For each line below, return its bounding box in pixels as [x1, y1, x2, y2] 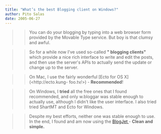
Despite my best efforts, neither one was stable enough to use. [29, 114, 156, 119]
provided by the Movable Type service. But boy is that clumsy [29, 34, 153, 40]
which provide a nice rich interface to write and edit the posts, [29, 54, 154, 60]
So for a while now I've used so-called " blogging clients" [29, 49, 146, 55]
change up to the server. [29, 65, 79, 70]
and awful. [29, 40, 51, 46]
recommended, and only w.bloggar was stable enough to [29, 94, 143, 100]
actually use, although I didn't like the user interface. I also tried [29, 99, 157, 105]
